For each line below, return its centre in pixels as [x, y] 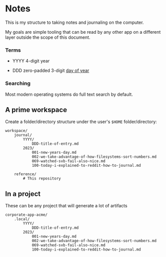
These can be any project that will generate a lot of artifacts [66, 206]
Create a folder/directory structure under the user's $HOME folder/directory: [81, 122]
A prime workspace [36, 110]
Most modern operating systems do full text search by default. [69, 94]
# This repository [42, 179]
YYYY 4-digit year [31, 61]
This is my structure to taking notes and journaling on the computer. [75, 22]
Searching [18, 83]
